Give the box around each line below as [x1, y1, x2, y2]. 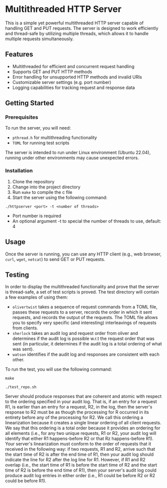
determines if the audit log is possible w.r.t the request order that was [12, 335, 155, 341]
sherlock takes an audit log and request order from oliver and [12, 330, 138, 336]
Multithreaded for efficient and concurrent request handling [12, 63, 135, 69]
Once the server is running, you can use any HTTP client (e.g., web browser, [5, 251, 162, 257]
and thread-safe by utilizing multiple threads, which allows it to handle [5, 30, 149, 36]
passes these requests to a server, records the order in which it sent [12, 309, 153, 315]
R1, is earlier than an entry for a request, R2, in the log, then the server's [5, 404, 153, 410]
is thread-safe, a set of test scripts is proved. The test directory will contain [5, 289, 159, 295]
